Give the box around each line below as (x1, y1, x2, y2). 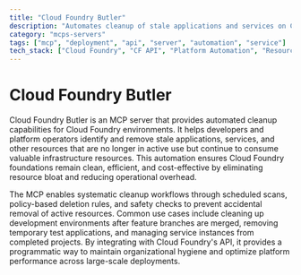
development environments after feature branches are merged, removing (9, 218, 279, 228)
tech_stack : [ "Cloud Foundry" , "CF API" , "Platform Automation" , (9, 47, 258, 56)
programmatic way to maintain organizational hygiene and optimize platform (9, 246, 290, 257)
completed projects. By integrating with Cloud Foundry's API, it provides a (9, 236, 282, 247)
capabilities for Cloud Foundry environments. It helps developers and (9, 125, 264, 135)
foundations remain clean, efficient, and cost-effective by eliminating (9, 162, 263, 173)
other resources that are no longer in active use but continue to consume (9, 143, 279, 154)
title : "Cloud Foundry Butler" (9, 13, 126, 22)
